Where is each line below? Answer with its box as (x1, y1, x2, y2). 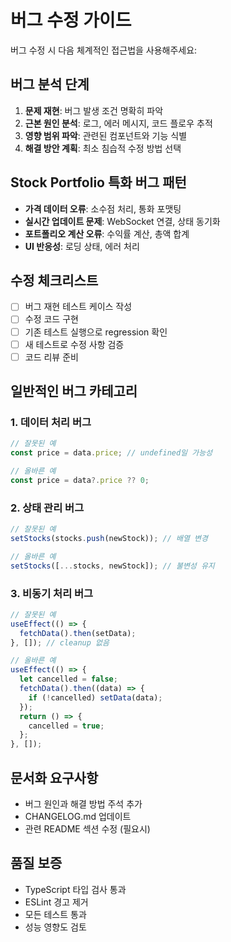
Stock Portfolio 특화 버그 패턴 (10, 174, 187, 191)
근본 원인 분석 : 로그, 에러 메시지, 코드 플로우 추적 (24, 117, 213, 129)
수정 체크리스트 (10, 272, 99, 289)
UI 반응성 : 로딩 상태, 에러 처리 (24, 240, 140, 252)
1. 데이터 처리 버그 (10, 416, 92, 429)
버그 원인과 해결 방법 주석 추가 (24, 798, 143, 810)
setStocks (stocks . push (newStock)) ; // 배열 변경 (10, 534, 208, 544)
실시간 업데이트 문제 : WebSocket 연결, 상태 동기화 (24, 215, 221, 227)
